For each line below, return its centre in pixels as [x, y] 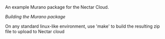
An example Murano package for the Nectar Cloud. [57, 7]
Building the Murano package [35, 17]
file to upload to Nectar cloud [35, 31]
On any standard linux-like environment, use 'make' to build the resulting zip [82, 26]
